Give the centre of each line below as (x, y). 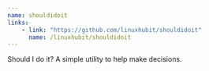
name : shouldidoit (37, 15)
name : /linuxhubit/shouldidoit (80, 37)
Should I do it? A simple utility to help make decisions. (95, 59)
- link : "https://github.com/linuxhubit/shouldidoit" (112, 30)
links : (18, 23)
